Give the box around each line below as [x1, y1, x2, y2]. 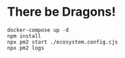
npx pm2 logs [7, 44, 45, 51]
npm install [7, 32, 41, 40]
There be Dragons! [7, 4, 116, 20]
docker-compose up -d [7, 27, 69, 33]
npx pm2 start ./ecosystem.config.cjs [7, 38, 118, 45]
